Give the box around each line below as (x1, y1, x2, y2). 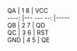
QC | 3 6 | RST (7, 28, 49, 37)
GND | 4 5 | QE (7, 36, 50, 44)
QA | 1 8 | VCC (7, 7, 48, 14)
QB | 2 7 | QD (7, 21, 45, 29)
